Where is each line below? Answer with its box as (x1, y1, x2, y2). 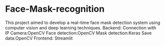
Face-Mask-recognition (5, 3, 105, 15)
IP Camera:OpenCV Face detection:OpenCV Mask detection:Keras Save (5, 30, 152, 36)
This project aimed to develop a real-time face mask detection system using (5, 20, 161, 25)
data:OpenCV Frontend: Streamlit (5, 35, 73, 41)
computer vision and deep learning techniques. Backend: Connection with (5, 24, 157, 30)
